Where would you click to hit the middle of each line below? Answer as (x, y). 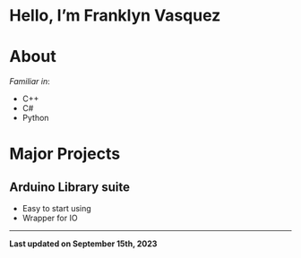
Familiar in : (30, 82)
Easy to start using (56, 209)
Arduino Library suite (69, 187)
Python (35, 118)
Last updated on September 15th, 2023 (83, 244)
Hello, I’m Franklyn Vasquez (115, 16)
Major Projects (65, 154)
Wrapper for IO (50, 218)
